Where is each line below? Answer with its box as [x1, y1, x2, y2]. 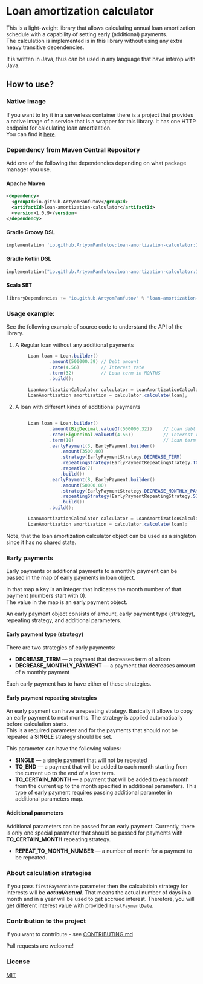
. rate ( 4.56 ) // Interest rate [49, 364, 145, 370]
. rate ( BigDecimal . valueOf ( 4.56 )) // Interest [49, 431, 193, 438]
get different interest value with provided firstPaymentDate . [6, 902, 154, 909]
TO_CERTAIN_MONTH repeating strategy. [6, 835, 111, 842]
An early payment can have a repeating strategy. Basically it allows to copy [6, 707, 193, 715]
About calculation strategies [6, 868, 92, 877]
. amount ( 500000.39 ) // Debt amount [49, 358, 139, 364]
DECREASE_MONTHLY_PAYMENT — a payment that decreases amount [14, 662, 195, 669]
